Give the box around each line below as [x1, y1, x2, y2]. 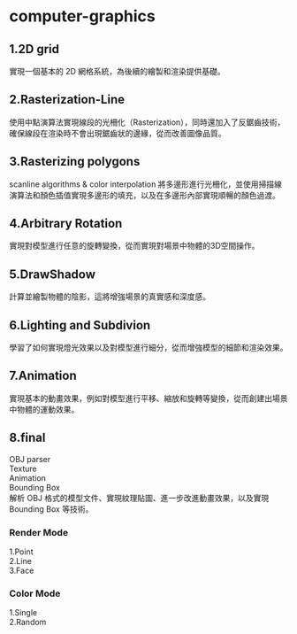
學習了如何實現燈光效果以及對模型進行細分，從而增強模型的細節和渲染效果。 [9, 343, 288, 353]
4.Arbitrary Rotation [9, 216, 123, 231]
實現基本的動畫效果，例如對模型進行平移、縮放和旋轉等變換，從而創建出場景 [9, 392, 288, 404]
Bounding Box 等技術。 [9, 503, 94, 514]
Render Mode [9, 526, 69, 538]
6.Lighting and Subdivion [9, 317, 151, 333]
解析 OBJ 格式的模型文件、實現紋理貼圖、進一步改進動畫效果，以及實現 [9, 492, 270, 503]
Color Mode [9, 587, 61, 599]
